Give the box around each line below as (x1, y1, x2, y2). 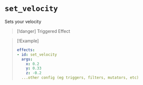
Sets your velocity (4, 18, 42, 24)
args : (21, 57, 33, 62)
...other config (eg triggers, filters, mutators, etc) (21, 75, 139, 81)
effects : (16, 47, 35, 52)
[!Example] (16, 38, 39, 44)
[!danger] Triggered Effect (16, 28, 70, 34)
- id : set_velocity (16, 52, 57, 57)
